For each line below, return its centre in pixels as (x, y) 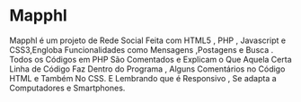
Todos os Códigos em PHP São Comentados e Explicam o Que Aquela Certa (150, 59)
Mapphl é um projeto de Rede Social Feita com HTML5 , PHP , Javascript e (147, 40)
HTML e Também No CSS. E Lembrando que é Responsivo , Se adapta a (143, 78)
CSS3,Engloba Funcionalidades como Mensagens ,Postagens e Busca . (142, 49)
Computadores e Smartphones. (67, 88)
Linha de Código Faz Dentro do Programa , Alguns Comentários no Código (147, 69)
